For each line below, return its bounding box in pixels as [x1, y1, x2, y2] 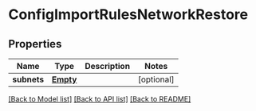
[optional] [137, 74, 175, 85]
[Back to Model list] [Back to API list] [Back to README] [8, 94, 191, 104]
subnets [12, 74, 45, 85]
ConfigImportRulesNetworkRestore [8, 6, 249, 24]
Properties [8, 37, 62, 51]
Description [85, 61, 130, 71]
